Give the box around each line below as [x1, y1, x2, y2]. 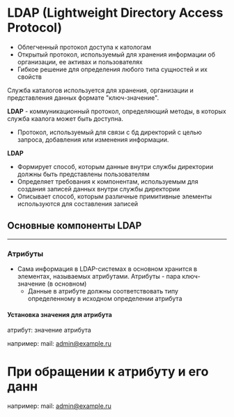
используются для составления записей [17, 199, 139, 207]
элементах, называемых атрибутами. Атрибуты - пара [17, 272, 181, 281]
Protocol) [7, 20, 63, 36]
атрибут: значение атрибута [7, 326, 92, 335]
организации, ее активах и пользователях [17, 57, 143, 66]
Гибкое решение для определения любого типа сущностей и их [17, 65, 208, 73]
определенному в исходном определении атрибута [27, 295, 182, 303]
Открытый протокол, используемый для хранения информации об [17, 50, 216, 59]
